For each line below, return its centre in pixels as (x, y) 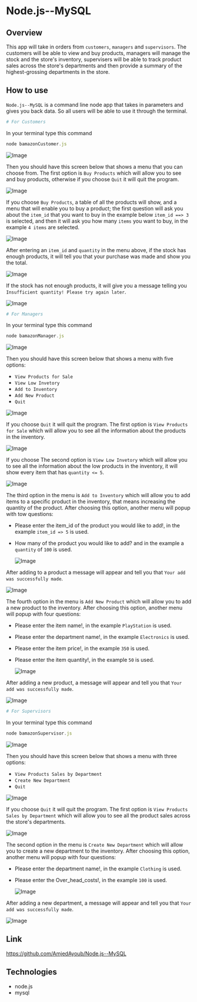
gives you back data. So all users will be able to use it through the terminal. (97, 111)
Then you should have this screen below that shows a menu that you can (95, 167)
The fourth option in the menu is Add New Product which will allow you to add (99, 602)
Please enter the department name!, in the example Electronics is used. (102, 637)
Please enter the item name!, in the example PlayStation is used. (93, 626)
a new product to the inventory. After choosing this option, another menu (94, 608)
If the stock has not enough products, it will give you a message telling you (96, 285)
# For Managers (25, 314)
